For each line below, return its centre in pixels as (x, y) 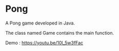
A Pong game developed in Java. (40, 23)
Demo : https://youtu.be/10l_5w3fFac (44, 43)
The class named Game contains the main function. (60, 33)
